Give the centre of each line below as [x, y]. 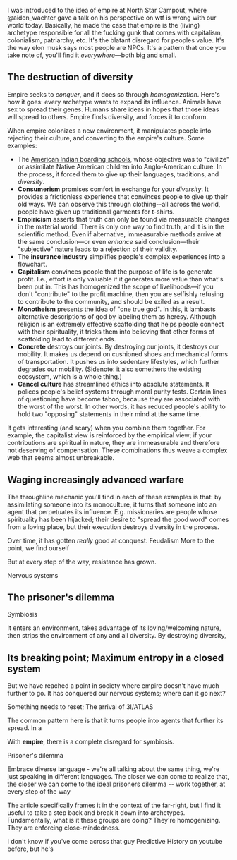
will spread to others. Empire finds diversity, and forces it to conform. [108, 116]
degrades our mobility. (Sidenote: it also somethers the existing [109, 369]
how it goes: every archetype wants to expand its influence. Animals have [114, 102]
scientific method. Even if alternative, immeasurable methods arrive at [119, 234]
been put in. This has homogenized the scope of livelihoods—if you [115, 286]
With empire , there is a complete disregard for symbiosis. [91, 742]
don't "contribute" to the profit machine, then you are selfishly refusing [121, 294]
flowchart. [32, 264]
